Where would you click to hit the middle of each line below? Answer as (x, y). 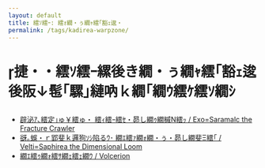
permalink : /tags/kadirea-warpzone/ (68, 30)
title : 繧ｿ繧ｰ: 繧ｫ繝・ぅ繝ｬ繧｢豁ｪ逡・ (65, 23)
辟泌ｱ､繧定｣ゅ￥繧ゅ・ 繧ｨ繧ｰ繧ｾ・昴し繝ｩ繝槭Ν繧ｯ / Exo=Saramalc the (136, 120)
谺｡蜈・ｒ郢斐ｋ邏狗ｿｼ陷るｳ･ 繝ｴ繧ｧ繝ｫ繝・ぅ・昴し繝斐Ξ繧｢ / (120, 138)
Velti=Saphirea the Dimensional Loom (81, 147)
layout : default (35, 15)
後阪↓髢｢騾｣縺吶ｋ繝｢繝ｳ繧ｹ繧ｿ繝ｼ (122, 91)
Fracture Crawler (47, 129)
